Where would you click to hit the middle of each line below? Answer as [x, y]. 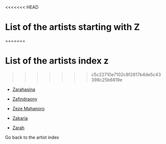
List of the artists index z [57, 61]
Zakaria [20, 118]
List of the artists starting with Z [73, 27]
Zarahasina [24, 89]
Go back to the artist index [32, 137]
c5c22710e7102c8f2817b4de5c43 [126, 74]
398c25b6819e [107, 80]
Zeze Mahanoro [28, 108]
